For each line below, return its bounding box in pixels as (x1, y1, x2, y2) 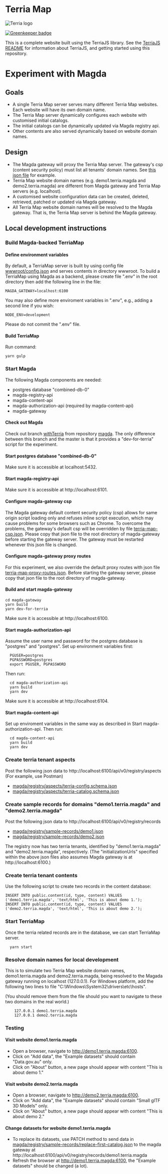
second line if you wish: (5, 303, 54, 309)
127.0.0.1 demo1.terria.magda (14, 1008, 78, 1013)
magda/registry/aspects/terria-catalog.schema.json (12, 788, 119, 794)
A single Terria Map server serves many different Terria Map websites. (12, 101, 158, 107)
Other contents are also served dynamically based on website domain (12, 128, 157, 134)
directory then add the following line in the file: (5, 279, 102, 285)
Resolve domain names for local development (5, 956, 119, 963)
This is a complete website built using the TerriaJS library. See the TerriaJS (5, 39, 160, 46)
